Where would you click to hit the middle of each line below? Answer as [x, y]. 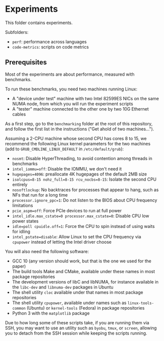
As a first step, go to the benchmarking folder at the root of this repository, [79, 123]
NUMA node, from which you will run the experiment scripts [72, 104]
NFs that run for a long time [40, 195]
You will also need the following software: [47, 251]
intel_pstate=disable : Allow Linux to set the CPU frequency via [77, 236]
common [19, 308]
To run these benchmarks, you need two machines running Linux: [71, 89]
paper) [19, 266]
